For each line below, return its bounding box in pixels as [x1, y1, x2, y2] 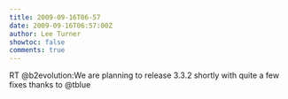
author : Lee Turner [9, 29, 82, 38]
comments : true [9, 46, 66, 55]
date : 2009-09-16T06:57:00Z [9, 21, 113, 30]
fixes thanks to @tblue [9, 80, 91, 90]
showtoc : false [9, 37, 66, 47]
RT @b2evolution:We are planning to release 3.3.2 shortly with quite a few [9, 70, 280, 80]
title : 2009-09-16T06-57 [9, 12, 101, 22]
